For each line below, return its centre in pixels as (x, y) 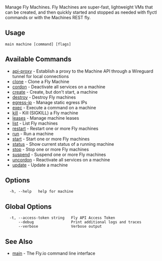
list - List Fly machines (35, 123)
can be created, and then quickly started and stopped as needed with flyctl (81, 12)
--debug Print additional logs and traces (80, 222)
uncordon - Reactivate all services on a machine (61, 159)
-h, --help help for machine (41, 192)
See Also (19, 242)
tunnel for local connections (40, 76)
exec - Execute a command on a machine (54, 107)
